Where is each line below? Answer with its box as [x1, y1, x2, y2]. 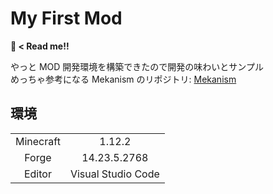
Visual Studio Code [69, 167, 160, 181]
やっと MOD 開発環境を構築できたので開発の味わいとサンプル [10, 60, 264, 72]
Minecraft [15, 134, 61, 148]
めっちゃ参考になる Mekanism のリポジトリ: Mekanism [10, 73, 237, 85]
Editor [23, 167, 52, 181]
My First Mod [10, 7, 123, 30]
